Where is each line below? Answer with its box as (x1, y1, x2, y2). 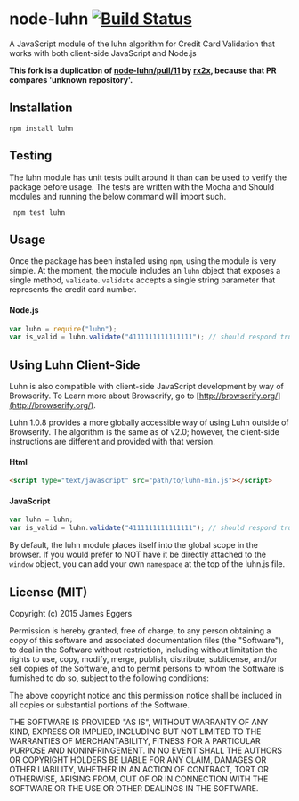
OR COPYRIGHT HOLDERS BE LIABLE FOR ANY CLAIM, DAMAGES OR (9, 754, 267, 765)
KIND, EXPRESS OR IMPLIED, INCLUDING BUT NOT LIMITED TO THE (9, 726, 262, 737)
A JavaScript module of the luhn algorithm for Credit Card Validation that (9, 38, 276, 49)
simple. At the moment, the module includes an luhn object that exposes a (9, 266, 281, 276)
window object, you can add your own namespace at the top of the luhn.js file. (9, 559, 286, 569)
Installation (9, 101, 73, 116)
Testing (9, 148, 53, 164)
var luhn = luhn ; (9, 515, 74, 525)
